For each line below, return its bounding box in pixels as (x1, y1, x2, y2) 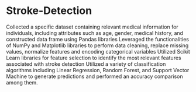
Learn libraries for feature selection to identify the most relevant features (6, 54, 181, 61)
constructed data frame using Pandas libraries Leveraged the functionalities (6, 36, 189, 43)
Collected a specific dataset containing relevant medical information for (6, 23, 178, 30)
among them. (6, 79, 38, 86)
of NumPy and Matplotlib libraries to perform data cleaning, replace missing (6, 42, 189, 49)
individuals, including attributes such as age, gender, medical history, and (6, 29, 183, 36)
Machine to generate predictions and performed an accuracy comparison (6, 73, 183, 80)
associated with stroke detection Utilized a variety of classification (6, 60, 166, 68)
